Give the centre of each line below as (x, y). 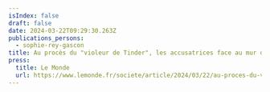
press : (19, 61)
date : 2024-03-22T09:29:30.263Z (62, 30)
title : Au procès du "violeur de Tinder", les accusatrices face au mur (133, 53)
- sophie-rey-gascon (50, 46)
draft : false (30, 23)
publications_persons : (46, 38)
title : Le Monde (43, 68)
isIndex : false (34, 16)
